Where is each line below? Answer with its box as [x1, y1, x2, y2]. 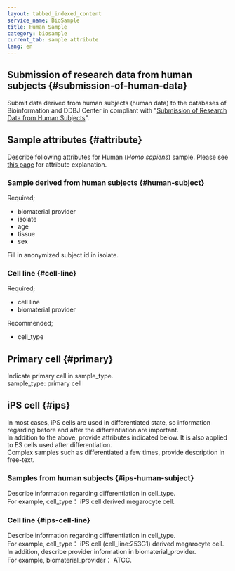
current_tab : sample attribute [7, 37, 99, 44]
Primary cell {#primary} [7, 353, 114, 365]
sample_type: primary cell [7, 379, 82, 387]
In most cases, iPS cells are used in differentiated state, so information [7, 418, 211, 426]
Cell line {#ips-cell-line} [7, 515, 91, 525]
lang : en [7, 43, 33, 50]
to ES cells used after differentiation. [7, 440, 112, 449]
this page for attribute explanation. [7, 160, 107, 169]
